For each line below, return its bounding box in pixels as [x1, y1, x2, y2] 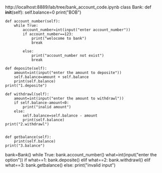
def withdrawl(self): [5, 92, 50, 97]
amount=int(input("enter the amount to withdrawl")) [14, 96, 124, 101]
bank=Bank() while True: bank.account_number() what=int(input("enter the [5, 152, 157, 157]
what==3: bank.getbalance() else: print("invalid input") [5, 162, 116, 168]
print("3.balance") [5, 143, 45, 148]
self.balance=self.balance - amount [23, 113, 98, 118]
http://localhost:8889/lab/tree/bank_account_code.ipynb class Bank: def [5, 4, 152, 10]
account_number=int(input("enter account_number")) [23, 27, 131, 32]
